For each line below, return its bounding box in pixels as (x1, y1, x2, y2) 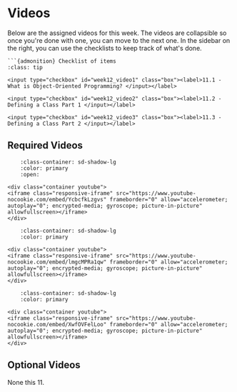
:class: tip (7, 64, 43, 71)
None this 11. (7, 378, 45, 386)
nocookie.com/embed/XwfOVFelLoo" (7, 321, 107, 328)
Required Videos (7, 139, 84, 151)
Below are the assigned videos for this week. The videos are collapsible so (7, 29, 227, 37)
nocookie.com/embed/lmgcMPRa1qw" (7, 258, 107, 266)
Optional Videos (7, 359, 81, 371)
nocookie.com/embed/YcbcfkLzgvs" (7, 196, 107, 203)
